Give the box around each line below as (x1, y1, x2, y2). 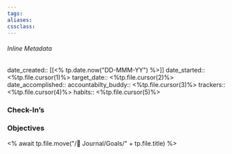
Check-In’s (7, 105, 45, 115)
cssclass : (7, 23, 36, 30)
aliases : (7, 17, 33, 23)
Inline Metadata (7, 44, 53, 52)
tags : (7, 10, 23, 17)
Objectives (7, 124, 45, 133)
